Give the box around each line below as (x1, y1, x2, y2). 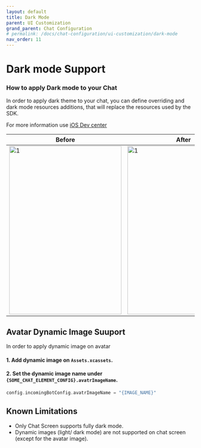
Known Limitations (6, 406, 78, 416)
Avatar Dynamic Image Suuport (6, 327, 126, 337)
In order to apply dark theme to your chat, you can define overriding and (6, 97, 184, 105)
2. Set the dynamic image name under (6, 370, 103, 377)
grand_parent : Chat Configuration (6, 25, 93, 32)
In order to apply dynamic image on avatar (6, 343, 111, 350)
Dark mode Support (6, 62, 106, 76)
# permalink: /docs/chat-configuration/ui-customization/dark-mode (6, 31, 178, 37)
